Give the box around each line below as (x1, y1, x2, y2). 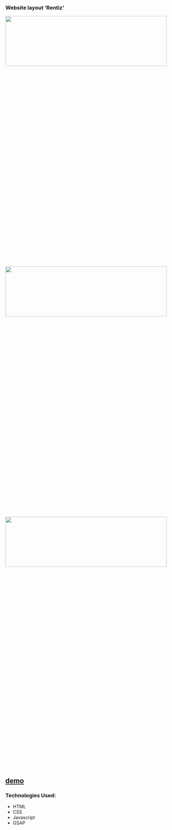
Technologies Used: (5, 791, 56, 799)
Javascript (12, 814, 35, 820)
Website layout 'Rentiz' (5, 4, 64, 11)
